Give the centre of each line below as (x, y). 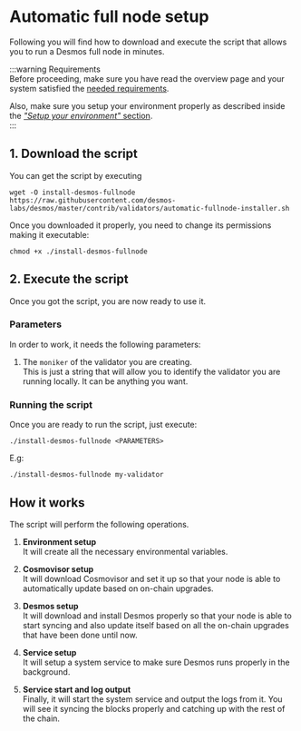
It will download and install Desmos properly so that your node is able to (157, 616)
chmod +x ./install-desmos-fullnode (78, 252)
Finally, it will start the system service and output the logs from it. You (152, 699)
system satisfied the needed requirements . (89, 88)
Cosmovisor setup (58, 568)
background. (46, 672)
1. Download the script (73, 154)
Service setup (49, 652)
